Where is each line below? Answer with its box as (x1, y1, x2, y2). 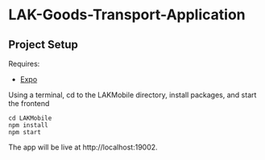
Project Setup (8, 38, 79, 51)
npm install (8, 121, 48, 129)
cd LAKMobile (8, 114, 52, 122)
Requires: (8, 59, 40, 68)
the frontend (8, 99, 50, 108)
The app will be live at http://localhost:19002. (8, 142, 159, 152)
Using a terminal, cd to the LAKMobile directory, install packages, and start (8, 90, 257, 100)
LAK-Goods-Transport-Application (8, 6, 246, 24)
